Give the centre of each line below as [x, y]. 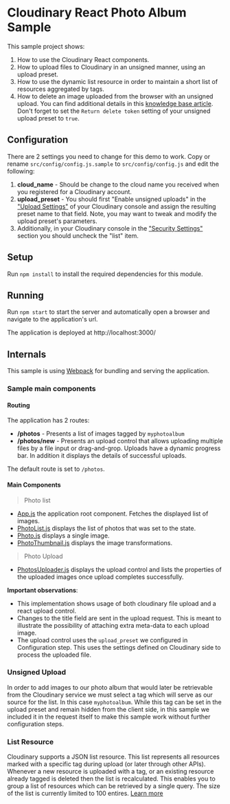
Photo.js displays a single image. [63, 536]
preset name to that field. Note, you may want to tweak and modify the [117, 213]
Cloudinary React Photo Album [97, 13]
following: [21, 171]
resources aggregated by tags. [61, 89]
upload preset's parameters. [57, 221]
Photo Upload [43, 556]
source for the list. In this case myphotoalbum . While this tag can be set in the [114, 702]
